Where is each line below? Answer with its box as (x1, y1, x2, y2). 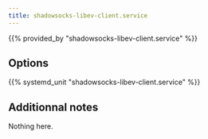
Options (8, 56, 49, 70)
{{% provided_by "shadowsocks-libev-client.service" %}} (8, 33, 198, 43)
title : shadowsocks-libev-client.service (8, 11, 148, 20)
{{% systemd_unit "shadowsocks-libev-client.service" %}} (8, 77, 201, 87)
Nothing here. (8, 122, 53, 131)
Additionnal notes (8, 100, 99, 114)
